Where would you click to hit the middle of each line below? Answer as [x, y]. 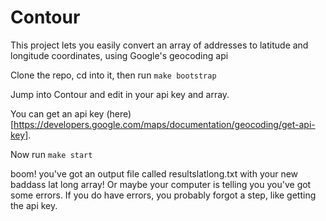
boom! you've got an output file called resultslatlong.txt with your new [154, 173]
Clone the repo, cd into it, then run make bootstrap [113, 75]
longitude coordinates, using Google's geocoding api [119, 55]
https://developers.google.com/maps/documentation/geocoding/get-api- [164, 124]
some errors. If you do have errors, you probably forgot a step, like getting [163, 195]
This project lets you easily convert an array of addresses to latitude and [159, 45]
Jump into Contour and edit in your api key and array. [120, 94]
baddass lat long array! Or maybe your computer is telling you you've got [161, 184]
